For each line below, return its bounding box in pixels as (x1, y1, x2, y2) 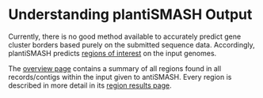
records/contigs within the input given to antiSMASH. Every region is (8, 72, 232, 81)
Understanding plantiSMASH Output (8, 6, 253, 24)
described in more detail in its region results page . (8, 81, 172, 90)
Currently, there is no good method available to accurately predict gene (8, 32, 242, 41)
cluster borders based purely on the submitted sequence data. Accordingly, (8, 40, 255, 49)
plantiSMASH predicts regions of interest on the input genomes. (8, 48, 217, 58)
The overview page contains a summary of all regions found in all (8, 63, 222, 73)
